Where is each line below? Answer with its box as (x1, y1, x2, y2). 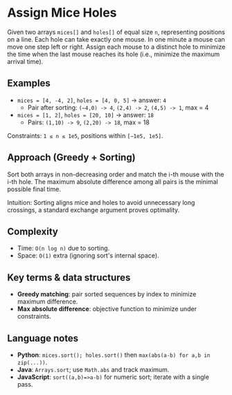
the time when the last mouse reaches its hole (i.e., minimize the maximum (7, 50, 220, 58)
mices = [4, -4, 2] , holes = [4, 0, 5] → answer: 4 (17, 96, 166, 104)
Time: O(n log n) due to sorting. (17, 244, 110, 253)
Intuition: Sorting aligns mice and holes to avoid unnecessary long (7, 198, 195, 206)
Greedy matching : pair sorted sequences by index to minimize (17, 290, 197, 299)
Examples (7, 78, 51, 90)
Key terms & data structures (7, 271, 131, 283)
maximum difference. (17, 297, 78, 306)
